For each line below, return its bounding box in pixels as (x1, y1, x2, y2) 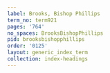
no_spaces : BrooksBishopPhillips (7, 29, 104, 37)
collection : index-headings (7, 56, 89, 63)
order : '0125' (7, 42, 48, 49)
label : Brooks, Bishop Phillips (7, 10, 100, 17)
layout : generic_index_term (7, 49, 89, 56)
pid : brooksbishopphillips (7, 36, 85, 43)
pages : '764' (7, 23, 45, 30)
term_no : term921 (7, 17, 57, 24)
